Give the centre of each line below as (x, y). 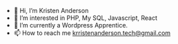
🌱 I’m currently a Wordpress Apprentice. (71, 25)
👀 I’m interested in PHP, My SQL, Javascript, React (85, 18)
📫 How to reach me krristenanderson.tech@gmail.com (92, 33)
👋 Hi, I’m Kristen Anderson (51, 11)
